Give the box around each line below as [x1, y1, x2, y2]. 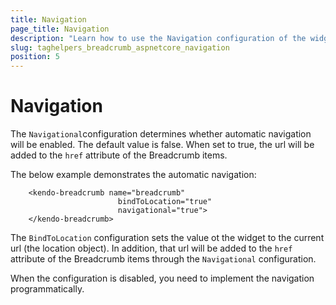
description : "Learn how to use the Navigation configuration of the [10, 33, 307, 43]
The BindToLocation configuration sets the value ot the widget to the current [10, 232, 325, 244]
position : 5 [10, 52, 60, 62]
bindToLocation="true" [117, 197, 213, 207]
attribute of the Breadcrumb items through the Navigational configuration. [10, 253, 317, 265]
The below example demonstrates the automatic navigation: [10, 169, 257, 181]
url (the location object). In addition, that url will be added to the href [10, 242, 293, 255]
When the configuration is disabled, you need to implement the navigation [10, 272, 315, 285]
